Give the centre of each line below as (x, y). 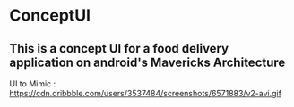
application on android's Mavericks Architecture (147, 62)
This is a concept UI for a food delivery (119, 49)
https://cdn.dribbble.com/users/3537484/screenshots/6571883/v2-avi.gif (146, 93)
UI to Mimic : (33, 84)
